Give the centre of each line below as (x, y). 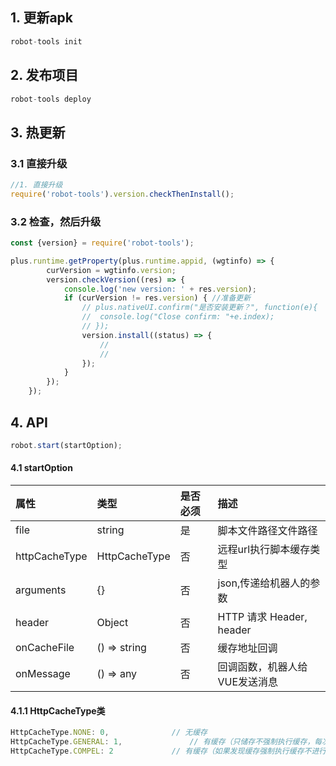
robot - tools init (46, 41)
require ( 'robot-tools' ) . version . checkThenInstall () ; (122, 194)
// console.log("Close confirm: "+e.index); (178, 317)
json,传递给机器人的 (264, 583)
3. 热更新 (38, 132)
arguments (41, 590)
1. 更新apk (42, 18)
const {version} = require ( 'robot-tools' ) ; (102, 243)
